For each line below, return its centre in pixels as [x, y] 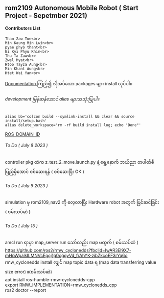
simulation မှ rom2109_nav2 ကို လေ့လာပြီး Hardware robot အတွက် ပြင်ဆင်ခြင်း [82, 202]
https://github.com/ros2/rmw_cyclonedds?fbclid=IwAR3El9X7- [68, 250]
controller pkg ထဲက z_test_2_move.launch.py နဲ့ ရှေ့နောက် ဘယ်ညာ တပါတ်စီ [80, 162]
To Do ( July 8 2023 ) [26, 145]
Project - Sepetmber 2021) [46, 16]
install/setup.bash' [26, 121]
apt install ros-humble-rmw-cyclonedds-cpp [50, 280]
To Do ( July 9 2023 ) [26, 185]
